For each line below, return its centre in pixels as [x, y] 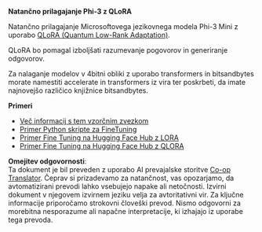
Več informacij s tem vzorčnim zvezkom [84, 121]
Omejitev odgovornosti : [47, 161]
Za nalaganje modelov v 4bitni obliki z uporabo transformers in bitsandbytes [131, 74]
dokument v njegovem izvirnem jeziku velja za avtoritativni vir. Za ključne [126, 195]
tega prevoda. [31, 220]
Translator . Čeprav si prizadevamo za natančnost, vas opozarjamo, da [121, 178]
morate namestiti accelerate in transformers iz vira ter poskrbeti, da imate [127, 82]
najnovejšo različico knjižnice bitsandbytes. [78, 90]
